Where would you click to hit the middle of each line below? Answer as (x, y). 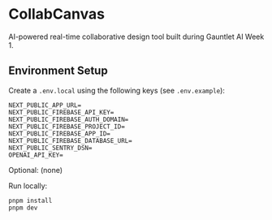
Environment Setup (58, 71)
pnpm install (30, 201)
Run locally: (28, 185)
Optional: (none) (36, 170)
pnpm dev (23, 208)
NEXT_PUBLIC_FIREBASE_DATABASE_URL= (70, 140)
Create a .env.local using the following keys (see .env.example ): (117, 90)
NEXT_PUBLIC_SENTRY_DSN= (50, 148)
